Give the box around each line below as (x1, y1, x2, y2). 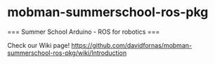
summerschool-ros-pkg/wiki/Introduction (7, 49, 127, 57)
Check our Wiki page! (7, 41, 70, 49)
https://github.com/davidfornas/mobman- (71, 41, 192, 49)
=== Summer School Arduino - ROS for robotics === (7, 27, 160, 36)
